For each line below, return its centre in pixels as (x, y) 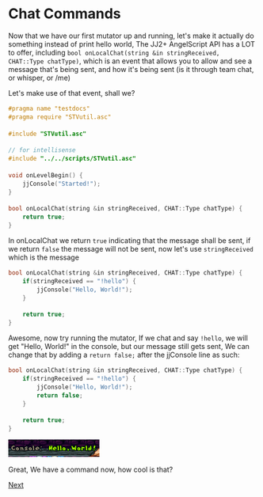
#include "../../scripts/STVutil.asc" (72, 159)
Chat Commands (65, 14)
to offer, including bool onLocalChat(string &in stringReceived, (114, 52)
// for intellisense (42, 150)
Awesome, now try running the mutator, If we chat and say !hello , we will (128, 338)
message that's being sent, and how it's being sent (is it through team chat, (131, 69)
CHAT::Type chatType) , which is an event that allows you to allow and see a (130, 61)
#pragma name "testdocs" (49, 108)
